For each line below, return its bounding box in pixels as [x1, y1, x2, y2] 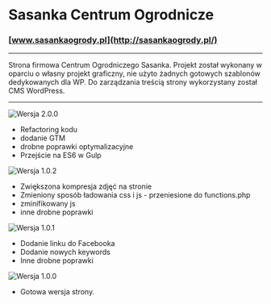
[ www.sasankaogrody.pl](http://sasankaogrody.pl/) [8, 35, 218, 46]
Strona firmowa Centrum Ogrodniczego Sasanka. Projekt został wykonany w [8, 60, 262, 70]
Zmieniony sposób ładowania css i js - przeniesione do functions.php [19, 190, 251, 200]
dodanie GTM [19, 133, 66, 143]
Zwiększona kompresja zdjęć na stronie [19, 181, 152, 191]
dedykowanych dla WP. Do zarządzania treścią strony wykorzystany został [8, 77, 258, 87]
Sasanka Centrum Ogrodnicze [8, 6, 215, 24]
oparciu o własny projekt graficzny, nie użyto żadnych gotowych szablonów [8, 69, 261, 78]
